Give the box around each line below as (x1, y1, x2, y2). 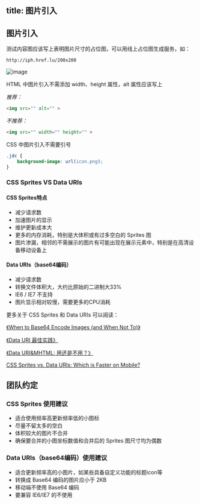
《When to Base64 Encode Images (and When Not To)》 (6, 323, 141, 330)
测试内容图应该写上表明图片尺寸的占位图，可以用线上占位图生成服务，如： (6, 45, 190, 52)
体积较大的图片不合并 (14, 430, 68, 437)
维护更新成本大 (14, 224, 52, 231)
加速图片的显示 (14, 216, 52, 223)
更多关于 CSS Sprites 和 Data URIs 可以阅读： (6, 311, 119, 318)
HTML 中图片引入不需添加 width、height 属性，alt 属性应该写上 (6, 81, 163, 88)
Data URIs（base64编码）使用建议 (6, 454, 108, 462)
